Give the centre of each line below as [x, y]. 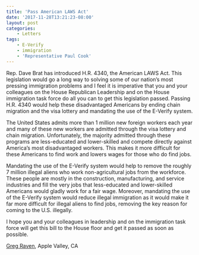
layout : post [22, 23]
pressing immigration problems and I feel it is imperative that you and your [97, 85]
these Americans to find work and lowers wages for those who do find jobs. [99, 154]
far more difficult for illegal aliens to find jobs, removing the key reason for [97, 204]
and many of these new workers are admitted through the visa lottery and [96, 129]
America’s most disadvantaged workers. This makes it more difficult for [93, 148]
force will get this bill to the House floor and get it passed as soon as [90, 228]
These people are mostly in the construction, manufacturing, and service [95, 178]
